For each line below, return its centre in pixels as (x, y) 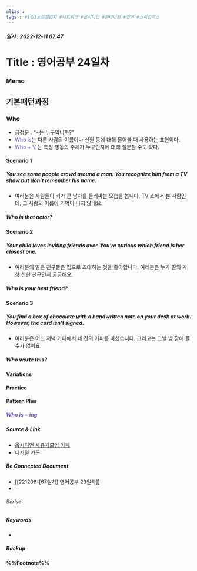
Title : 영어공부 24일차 (58, 63)
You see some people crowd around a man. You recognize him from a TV (97, 174)
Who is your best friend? (37, 288)
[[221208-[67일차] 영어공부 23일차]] (57, 482)
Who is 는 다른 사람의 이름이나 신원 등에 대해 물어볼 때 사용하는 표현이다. (97, 139)
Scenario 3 (20, 303)
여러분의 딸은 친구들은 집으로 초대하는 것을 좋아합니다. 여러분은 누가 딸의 (98, 267)
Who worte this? (27, 360)
